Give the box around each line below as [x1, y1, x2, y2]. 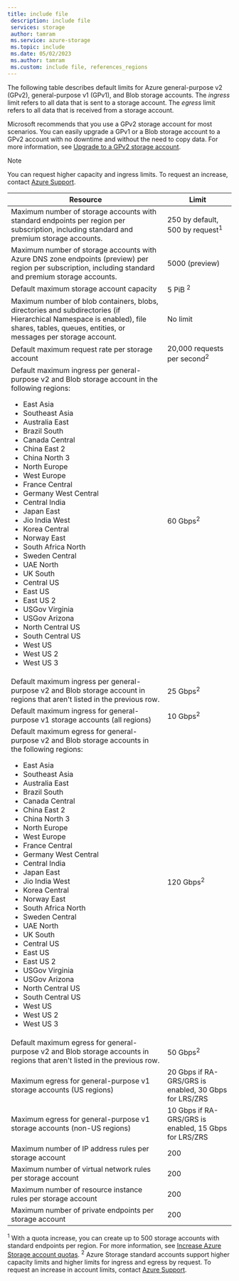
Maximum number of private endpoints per [11, 1205, 154, 1215]
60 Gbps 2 [166, 514, 201, 526]
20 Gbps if [166, 1067, 203, 1077]
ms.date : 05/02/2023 [10, 51, 72, 58]
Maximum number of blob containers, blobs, [11, 296, 159, 306]
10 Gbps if [166, 1106, 203, 1116]
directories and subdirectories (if [11, 305, 121, 315]
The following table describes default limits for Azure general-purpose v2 [7, 83, 223, 91]
